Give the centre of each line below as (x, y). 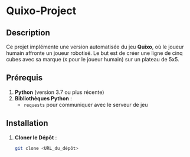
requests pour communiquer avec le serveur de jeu (86, 104)
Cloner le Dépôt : (36, 138)
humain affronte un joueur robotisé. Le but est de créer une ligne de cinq (94, 53)
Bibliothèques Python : (43, 98)
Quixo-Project (41, 11)
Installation (27, 123)
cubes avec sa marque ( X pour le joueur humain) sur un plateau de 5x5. (93, 59)
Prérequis (24, 78)
